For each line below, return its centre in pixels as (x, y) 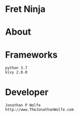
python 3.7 (16, 68)
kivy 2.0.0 (16, 72)
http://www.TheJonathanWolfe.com (39, 110)
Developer (27, 92)
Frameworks (31, 55)
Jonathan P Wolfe (23, 106)
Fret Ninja (25, 9)
